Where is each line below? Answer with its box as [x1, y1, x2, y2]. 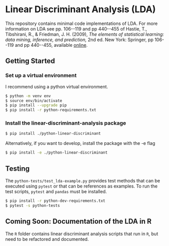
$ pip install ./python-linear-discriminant [5, 131, 101, 136]
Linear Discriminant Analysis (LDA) [5, 4, 156, 15]
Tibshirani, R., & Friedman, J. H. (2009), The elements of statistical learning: [5, 31, 164, 37]
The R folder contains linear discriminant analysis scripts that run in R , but [5, 230, 158, 237]
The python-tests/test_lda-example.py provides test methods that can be [5, 177, 160, 183]
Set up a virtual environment [5, 72, 77, 79]
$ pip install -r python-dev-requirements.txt [5, 198, 106, 203]
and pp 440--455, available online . [15, 42, 88, 48]
